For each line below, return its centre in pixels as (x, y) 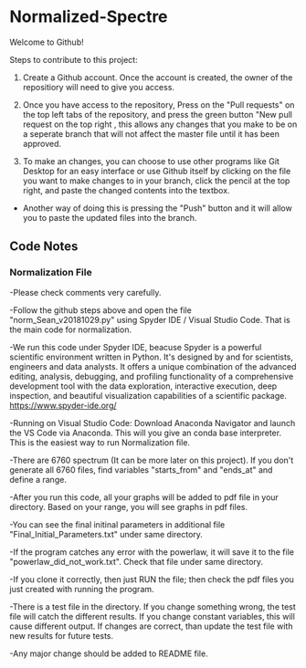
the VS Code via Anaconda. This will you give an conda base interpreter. (145, 433)
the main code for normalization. (71, 329)
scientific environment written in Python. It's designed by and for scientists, (152, 357)
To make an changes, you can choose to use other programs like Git (151, 161)
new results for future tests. (62, 635)
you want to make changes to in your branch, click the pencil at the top (156, 181)
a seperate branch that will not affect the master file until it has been (151, 133)
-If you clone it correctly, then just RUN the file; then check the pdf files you (152, 579)
